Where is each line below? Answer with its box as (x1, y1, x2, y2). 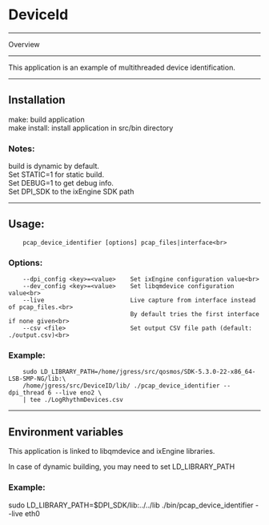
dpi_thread (8, 389, 45, 397)
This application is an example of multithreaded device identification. (8, 62, 236, 72)
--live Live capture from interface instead (22, 296, 256, 305)
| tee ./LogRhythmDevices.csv (22, 396, 124, 404)
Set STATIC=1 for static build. (8, 170, 105, 179)
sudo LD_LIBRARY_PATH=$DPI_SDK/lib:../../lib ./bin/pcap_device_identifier (8, 500, 254, 510)
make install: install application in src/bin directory (8, 122, 174, 133)
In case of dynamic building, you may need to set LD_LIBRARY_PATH (8, 462, 235, 471)
